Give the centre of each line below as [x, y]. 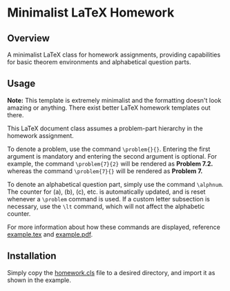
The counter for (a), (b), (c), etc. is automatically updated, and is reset [106, 192]
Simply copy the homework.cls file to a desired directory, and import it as [111, 272]
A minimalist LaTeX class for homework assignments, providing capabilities [114, 54]
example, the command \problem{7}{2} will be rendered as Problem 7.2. [110, 163]
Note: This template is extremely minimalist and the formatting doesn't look [114, 100]
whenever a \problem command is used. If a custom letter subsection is [109, 199]
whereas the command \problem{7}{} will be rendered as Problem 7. [105, 171]
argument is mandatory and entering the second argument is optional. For [112, 156]
